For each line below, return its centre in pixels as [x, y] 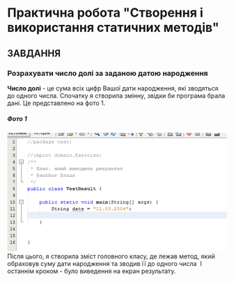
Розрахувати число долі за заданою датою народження [108, 73]
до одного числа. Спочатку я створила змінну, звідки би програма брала [116, 95]
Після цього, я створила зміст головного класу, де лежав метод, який [111, 256]
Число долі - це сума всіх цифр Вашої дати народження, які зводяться [113, 88]
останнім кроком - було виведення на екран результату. [92, 271]
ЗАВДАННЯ [34, 53]
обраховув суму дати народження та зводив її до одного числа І [104, 263]
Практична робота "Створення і [105, 13]
